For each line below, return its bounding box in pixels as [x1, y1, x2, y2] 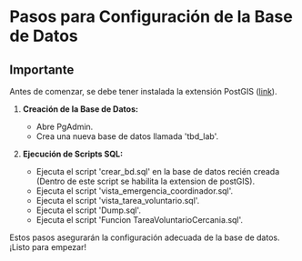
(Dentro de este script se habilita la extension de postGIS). [35, 176, 256, 186]
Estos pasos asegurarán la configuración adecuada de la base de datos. [9, 232, 280, 243]
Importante [9, 62, 75, 77]
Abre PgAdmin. [35, 121, 94, 132]
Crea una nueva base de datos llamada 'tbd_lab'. [35, 131, 219, 142]
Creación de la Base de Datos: [22, 104, 139, 115]
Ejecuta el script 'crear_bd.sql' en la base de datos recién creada [35, 166, 280, 176]
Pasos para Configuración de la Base [9, 6, 293, 27]
